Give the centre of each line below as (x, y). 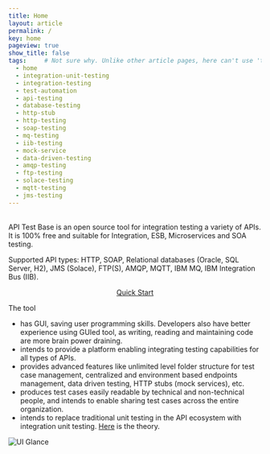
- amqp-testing (41, 166)
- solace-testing (45, 181)
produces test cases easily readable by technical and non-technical (132, 392)
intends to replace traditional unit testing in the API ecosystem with (131, 417)
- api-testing (39, 98)
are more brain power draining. (71, 340)
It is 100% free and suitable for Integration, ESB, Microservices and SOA (127, 235)
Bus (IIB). (23, 277)
